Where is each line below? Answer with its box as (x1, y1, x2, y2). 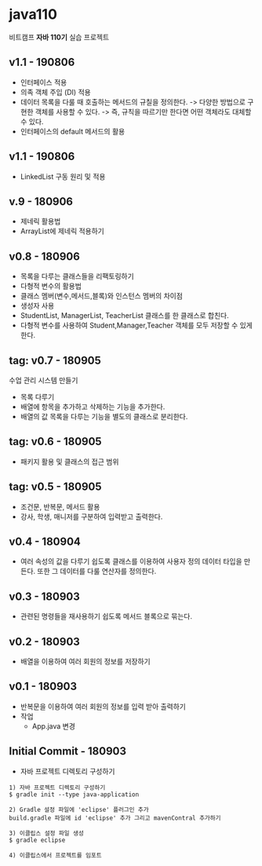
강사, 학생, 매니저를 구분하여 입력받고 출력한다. (20, 512, 163, 521)
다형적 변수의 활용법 (20, 281, 82, 291)
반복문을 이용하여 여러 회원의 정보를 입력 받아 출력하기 (20, 701, 187, 711)
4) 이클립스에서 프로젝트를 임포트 (9, 851, 102, 859)
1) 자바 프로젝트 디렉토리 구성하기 (9, 784, 106, 791)
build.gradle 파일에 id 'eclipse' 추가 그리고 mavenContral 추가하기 (9, 814, 221, 822)
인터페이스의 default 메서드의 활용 (20, 126, 126, 136)
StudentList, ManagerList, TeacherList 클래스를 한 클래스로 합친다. (20, 311, 230, 320)
